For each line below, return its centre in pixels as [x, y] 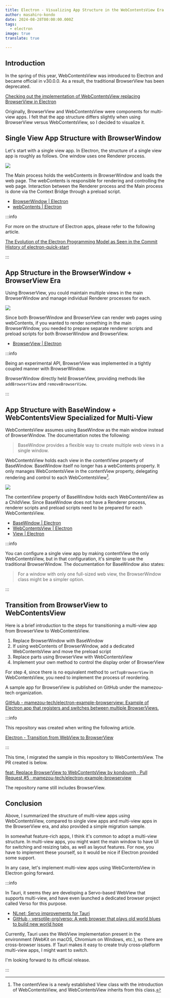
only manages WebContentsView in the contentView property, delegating [82, 471]
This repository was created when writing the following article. [70, 727]
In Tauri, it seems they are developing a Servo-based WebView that [75, 893]
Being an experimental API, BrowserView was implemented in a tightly [78, 363]
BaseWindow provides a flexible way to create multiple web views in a [91, 445]
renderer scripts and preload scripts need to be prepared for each [74, 507]
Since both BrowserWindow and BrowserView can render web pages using [83, 317]
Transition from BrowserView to [56, 605]
